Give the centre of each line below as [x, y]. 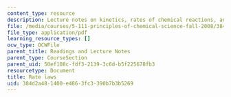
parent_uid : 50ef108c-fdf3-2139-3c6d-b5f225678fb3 [81, 64]
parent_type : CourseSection [47, 58]
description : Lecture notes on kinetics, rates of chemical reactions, [112, 20]
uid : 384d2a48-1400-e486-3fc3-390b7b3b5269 [70, 83]
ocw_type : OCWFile [33, 45]
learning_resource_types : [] [49, 39]
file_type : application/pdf [47, 32]
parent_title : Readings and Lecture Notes [69, 52]
